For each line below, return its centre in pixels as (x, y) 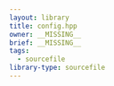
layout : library (39, 17)
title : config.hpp (43, 26)
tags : (19, 51)
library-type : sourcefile (57, 68)
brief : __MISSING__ (45, 43)
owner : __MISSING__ (45, 34)
